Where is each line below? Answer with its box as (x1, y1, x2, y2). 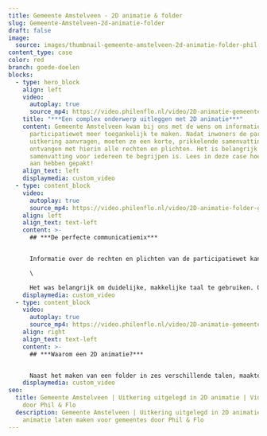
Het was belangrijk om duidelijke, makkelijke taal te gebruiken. (29, 283, 254, 291)
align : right (22, 328, 66, 336)
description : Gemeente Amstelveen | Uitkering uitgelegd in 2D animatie (15, 408, 261, 416)
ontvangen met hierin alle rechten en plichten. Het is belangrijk (29, 145, 258, 153)
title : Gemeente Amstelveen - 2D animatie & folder (8, 11, 183, 20)
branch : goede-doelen (8, 64, 80, 72)
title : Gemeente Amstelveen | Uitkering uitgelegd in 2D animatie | (15, 394, 247, 402)
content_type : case (8, 49, 73, 56)
